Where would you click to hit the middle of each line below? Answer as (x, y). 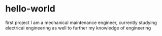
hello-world (30, 9)
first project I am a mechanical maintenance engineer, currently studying (81, 22)
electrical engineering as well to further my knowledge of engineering (78, 27)
